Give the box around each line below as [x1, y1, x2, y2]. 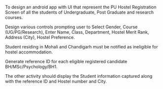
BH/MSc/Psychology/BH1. [5, 64, 58, 69]
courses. [5, 15, 23, 20]
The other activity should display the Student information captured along [5, 73, 153, 79]
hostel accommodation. [5, 49, 53, 55]
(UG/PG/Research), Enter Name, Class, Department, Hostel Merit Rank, [5, 29, 149, 35]
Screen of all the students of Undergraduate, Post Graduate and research [5, 9, 154, 15]
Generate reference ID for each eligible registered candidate [5, 59, 128, 64]
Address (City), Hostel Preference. [5, 34, 75, 40]
